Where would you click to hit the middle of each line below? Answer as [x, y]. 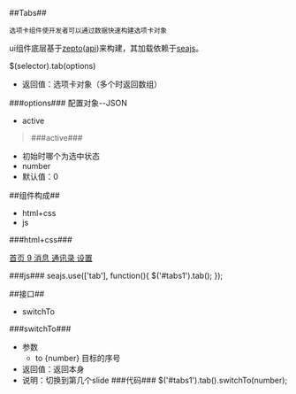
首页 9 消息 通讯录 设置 [51, 258]
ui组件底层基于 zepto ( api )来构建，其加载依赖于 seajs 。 [106, 48]
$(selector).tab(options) [53, 66]
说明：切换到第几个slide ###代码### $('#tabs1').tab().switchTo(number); [155, 380]
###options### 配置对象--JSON [68, 103]
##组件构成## [34, 195]
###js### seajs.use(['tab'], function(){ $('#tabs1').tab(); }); [116, 275]
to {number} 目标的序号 [78, 358]
